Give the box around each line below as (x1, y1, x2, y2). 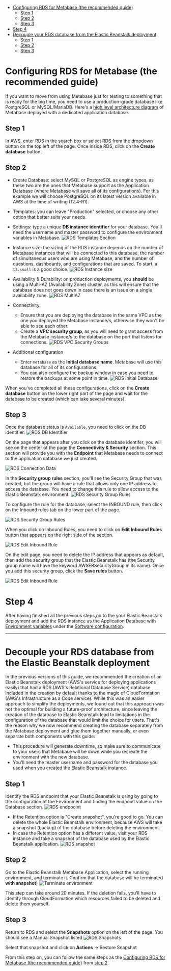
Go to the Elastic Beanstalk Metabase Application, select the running (5, 869, 149, 875)
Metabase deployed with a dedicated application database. (5, 109, 130, 115)
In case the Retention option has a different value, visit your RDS (12, 830, 148, 836)
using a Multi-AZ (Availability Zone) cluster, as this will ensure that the (12, 281, 159, 287)
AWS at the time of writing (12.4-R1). (12, 198, 89, 204)
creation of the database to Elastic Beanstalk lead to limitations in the (5, 712, 150, 718)
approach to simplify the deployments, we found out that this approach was (5, 701, 164, 707)
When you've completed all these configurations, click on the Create (5, 385, 150, 391)
